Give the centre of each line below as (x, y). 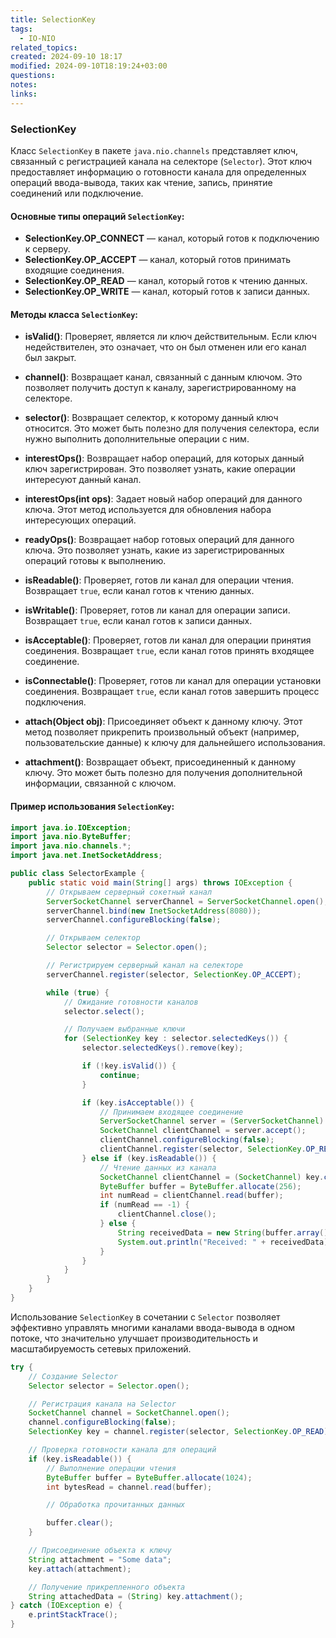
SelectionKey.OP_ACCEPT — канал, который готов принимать (157, 260)
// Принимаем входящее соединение (171, 1112)
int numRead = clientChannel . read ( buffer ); (191, 1196)
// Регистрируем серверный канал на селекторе (145, 966)
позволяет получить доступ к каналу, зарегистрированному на (160, 388)
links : (24, 94)
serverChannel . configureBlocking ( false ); (134, 920)
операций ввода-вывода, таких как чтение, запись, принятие (141, 182)
